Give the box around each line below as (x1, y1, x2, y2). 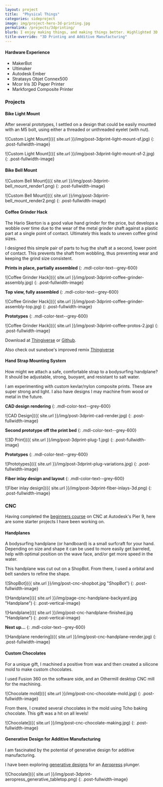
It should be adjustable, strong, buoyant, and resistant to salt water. (5, 374, 140, 380)
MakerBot (12, 61, 32, 66)
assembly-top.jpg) (5, 303, 42, 309)
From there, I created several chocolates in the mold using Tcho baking (5, 705, 147, 711)
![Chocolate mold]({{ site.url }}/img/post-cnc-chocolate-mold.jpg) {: (5, 690, 142, 696)
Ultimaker (12, 65, 32, 71)
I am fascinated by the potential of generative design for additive (5, 747, 135, 753)
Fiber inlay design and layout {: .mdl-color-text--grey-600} (5, 475, 125, 481)
